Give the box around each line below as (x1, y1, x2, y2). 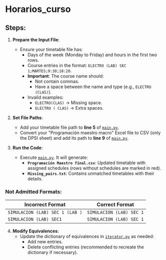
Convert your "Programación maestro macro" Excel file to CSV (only (20, 130, 161, 136)
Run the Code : (12, 145, 43, 151)
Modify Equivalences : (12, 228, 59, 234)
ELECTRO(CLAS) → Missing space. (35, 100, 102, 106)
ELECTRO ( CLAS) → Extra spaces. (35, 105, 104, 111)
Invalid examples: (27, 94, 64, 100)
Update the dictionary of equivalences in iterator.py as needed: (20, 233, 154, 239)
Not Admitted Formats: (5, 188, 62, 195)
